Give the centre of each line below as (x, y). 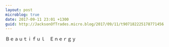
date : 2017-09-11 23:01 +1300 (37, 19)
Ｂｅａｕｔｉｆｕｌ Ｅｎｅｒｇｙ (41, 39)
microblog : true (22, 15)
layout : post (19, 10)
